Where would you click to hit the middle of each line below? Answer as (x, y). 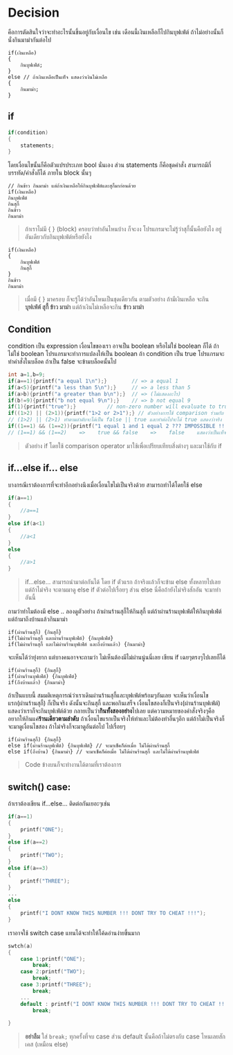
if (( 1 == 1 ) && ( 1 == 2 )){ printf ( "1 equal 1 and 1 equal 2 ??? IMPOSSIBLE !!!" (119, 426)
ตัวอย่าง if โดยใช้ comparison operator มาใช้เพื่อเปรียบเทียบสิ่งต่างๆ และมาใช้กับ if (123, 445)
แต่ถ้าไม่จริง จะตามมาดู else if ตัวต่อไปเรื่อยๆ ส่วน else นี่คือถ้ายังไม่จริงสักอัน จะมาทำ (123, 589)
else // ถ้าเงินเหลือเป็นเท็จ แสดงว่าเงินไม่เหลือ (58, 77)
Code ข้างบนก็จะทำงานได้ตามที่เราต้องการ (73, 765)
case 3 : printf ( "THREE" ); (56, 985)
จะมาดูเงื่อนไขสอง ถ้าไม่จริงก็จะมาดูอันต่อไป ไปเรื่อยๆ (67, 727)
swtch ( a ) (20, 946)
